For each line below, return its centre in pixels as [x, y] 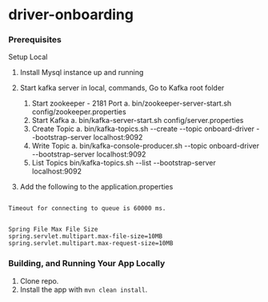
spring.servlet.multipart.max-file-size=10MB [85, 236]
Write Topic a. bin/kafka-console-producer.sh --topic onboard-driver [146, 146]
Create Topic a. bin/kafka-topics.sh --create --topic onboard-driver [143, 129]
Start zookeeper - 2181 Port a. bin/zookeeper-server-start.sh [132, 103]
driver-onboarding [71, 15]
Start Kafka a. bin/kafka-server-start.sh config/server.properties [138, 121]
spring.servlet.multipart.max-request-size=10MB [91, 244]
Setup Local [28, 57]
